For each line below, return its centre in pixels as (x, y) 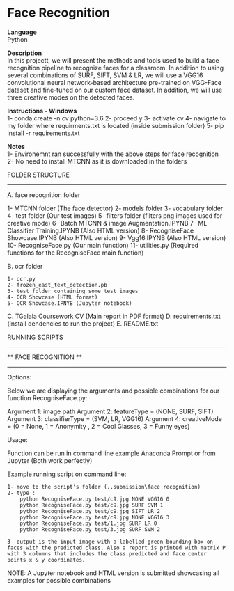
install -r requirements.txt (44, 133)
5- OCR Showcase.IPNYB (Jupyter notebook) (70, 303)
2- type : (22, 493)
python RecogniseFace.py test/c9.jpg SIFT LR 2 (90, 511)
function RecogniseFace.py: (47, 397)
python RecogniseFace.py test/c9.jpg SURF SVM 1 (92, 505)
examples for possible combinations (59, 580)
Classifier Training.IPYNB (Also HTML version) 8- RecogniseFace (101, 230)
